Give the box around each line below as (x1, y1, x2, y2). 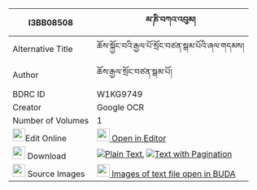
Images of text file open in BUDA (111, 168, 236, 179)
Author (12, 69, 39, 80)
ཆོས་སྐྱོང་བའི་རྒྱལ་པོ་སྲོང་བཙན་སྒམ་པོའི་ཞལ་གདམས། (96, 41, 245, 51)
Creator (12, 101, 42, 113)
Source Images (27, 168, 85, 179)
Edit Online (25, 133, 68, 144)
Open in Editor (111, 133, 167, 144)
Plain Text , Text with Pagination (104, 148, 233, 159)
